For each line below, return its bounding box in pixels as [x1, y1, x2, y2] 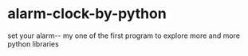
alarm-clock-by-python [7, 5, 167, 23]
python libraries [7, 39, 59, 48]
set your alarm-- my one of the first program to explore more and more [7, 31, 241, 40]
